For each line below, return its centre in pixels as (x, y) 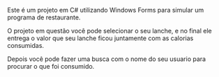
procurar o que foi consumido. (51, 66)
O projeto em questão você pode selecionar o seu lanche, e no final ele (110, 31)
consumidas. (25, 45)
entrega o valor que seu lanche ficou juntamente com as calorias (100, 38)
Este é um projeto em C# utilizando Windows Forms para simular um (106, 10)
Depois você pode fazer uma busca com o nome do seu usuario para (107, 59)
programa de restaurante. (44, 17)
